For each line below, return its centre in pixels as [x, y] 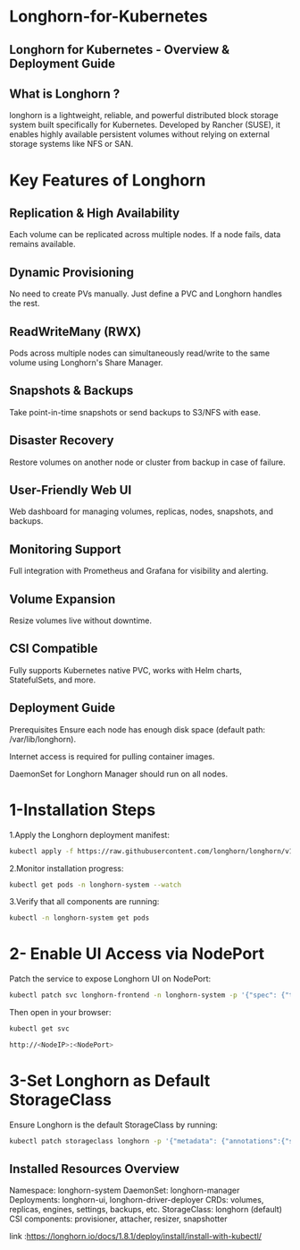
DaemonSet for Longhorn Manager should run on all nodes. [119, 774]
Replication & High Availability [95, 213]
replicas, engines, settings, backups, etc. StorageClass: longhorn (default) [146, 1210]
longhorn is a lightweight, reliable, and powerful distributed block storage [144, 116]
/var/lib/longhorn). [43, 739]
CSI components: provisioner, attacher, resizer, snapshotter [118, 1219]
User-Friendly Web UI [71, 490]
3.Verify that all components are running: [84, 902]
